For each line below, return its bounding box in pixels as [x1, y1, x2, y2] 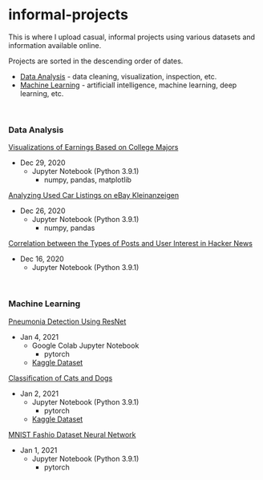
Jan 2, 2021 [19, 389, 59, 398]
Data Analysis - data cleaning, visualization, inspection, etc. [19, 71, 217, 81]
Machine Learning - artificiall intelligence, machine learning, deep [19, 80, 237, 90]
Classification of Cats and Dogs [8, 373, 113, 382]
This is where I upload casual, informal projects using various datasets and [8, 32, 255, 42]
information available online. [8, 40, 102, 50]
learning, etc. [19, 88, 64, 98]
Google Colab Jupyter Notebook [31, 341, 140, 350]
